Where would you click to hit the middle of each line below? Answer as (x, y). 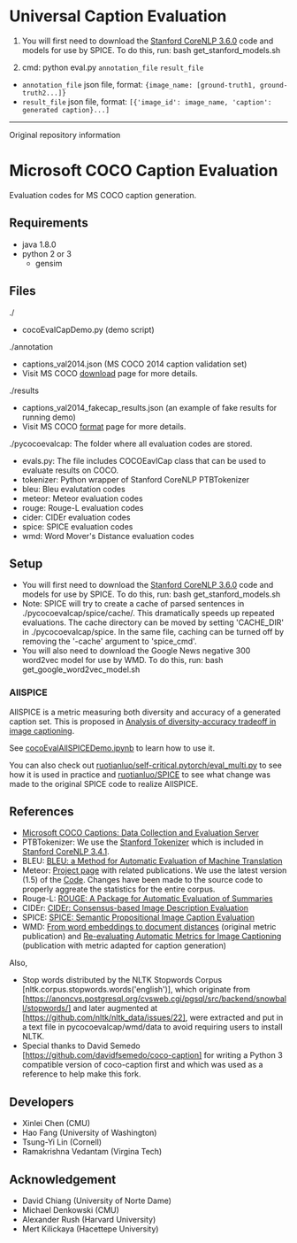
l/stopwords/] (46, 1008)
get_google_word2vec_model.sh (81, 669)
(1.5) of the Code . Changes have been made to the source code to (142, 880)
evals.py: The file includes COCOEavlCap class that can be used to (144, 460)
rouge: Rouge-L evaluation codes (83, 507)
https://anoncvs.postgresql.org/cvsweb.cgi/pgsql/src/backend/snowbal (156, 999)
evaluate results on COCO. (70, 470)
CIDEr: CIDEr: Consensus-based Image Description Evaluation (135, 908)
